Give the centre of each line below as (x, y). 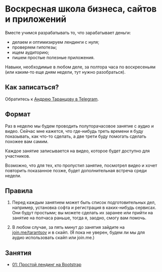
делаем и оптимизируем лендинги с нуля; (56, 42)
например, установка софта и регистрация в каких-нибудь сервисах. (84, 208)
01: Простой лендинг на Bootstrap (47, 265)
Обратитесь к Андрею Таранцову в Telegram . (52, 99)
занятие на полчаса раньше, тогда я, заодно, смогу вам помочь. (79, 218)
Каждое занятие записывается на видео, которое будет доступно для (77, 151)
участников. (18, 156)
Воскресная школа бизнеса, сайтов (81, 9)
